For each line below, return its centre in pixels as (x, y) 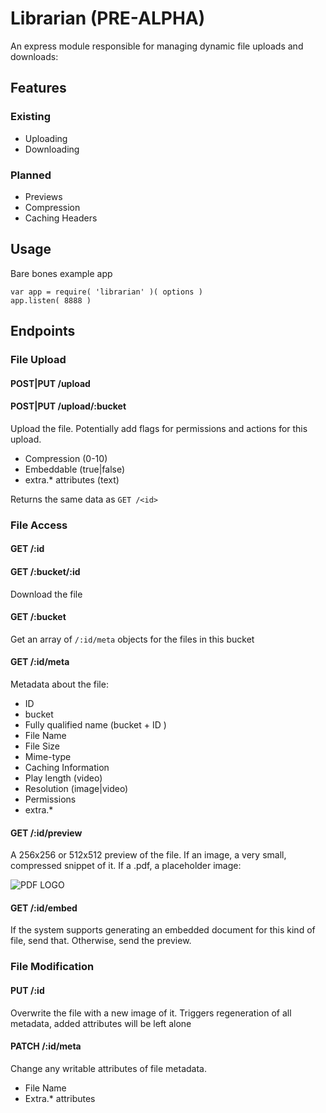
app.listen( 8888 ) (51, 300)
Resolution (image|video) (76, 788)
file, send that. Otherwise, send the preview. (101, 941)
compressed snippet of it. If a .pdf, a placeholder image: (126, 866)
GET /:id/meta (40, 662)
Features (38, 88)
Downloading (52, 149)
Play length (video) (63, 778)
